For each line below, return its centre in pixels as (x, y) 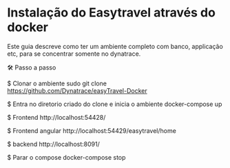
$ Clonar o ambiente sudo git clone (57, 83)
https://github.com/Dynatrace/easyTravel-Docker (77, 90)
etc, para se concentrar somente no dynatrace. (74, 54)
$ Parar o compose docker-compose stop (66, 157)
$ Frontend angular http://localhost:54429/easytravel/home (92, 130)
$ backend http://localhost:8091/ (53, 144)
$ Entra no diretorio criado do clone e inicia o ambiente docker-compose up (115, 104)
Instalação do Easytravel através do (111, 13)
